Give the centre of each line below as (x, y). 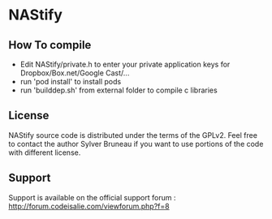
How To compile (50, 45)
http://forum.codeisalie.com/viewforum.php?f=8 (89, 206)
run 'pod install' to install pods (71, 82)
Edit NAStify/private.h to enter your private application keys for (125, 64)
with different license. (45, 152)
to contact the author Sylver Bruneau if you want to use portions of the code (136, 144)
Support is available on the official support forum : (92, 197)
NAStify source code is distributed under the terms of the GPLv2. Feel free (133, 135)
